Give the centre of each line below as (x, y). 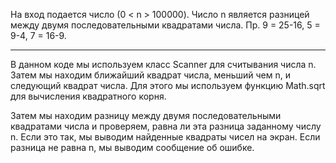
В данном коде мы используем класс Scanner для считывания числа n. (163, 64)
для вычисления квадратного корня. (88, 96)
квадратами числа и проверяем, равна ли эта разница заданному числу (166, 126)
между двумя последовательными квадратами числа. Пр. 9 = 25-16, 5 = (165, 25)
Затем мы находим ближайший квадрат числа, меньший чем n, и (150, 75)
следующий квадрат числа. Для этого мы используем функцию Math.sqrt (168, 85)
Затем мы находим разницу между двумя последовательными (146, 115)
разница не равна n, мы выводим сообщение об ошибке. (132, 147)
